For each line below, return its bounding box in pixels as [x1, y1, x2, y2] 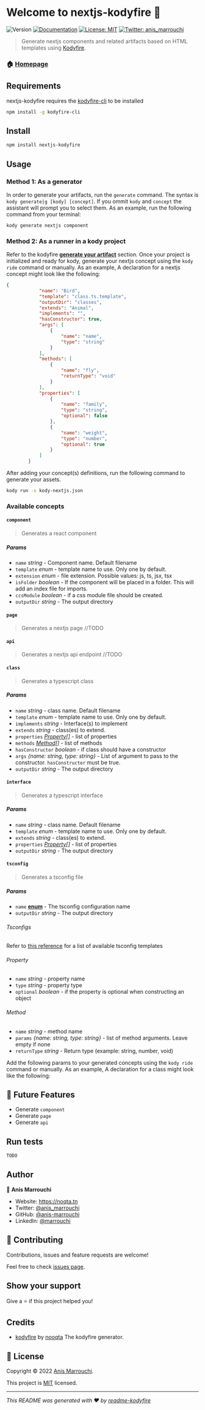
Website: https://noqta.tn [15, 1197, 78, 1205]
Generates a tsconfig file [21, 873, 84, 881]
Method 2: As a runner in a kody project [6, 237, 126, 245]
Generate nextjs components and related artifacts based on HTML [21, 37, 188, 45]
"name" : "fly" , [60, 367, 99, 373]
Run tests [6, 1136, 43, 1147]
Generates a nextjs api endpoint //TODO [21, 651, 123, 658]
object [15, 994, 32, 1002]
